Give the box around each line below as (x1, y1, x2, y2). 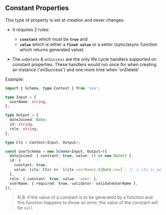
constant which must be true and (19, 36, 88, 42)
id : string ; (9, 122, 35, 127)
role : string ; (9, 126, 39, 131)
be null (17, 205, 33, 211)
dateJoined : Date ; (9, 117, 48, 122)
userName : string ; (9, 99, 48, 104)
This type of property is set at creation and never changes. (5, 17, 125, 23)
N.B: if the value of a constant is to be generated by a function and (17, 194, 153, 200)
